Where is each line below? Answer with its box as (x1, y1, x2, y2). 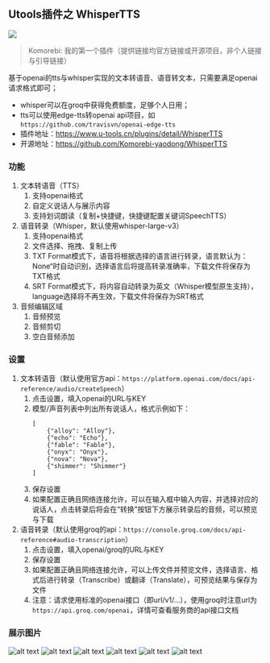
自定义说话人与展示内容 (31, 201, 110, 211)
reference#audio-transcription (19, 537, 126, 545)
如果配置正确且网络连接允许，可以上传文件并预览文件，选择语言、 (31, 565, 251, 574)
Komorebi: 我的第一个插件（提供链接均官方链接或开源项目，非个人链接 (27, 45, 262, 55)
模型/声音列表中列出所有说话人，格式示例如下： (31, 404, 191, 413)
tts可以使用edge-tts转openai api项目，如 (19, 110, 156, 119)
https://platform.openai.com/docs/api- (122, 375, 256, 383)
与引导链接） (27, 56, 71, 65)
